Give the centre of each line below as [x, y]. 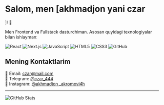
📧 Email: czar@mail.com [29, 73]
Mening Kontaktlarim [38, 62]
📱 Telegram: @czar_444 [29, 78]
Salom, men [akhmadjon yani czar [75, 9]
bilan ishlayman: [21, 37]
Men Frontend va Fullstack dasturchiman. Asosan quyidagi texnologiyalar [79, 32]
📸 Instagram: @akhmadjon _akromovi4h [45, 84]
